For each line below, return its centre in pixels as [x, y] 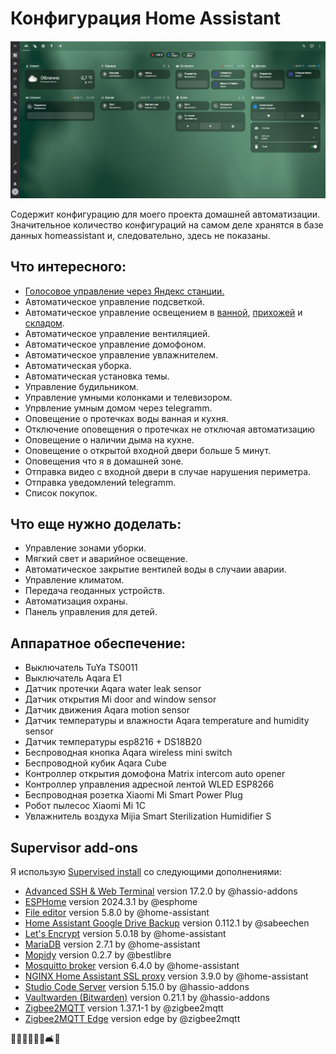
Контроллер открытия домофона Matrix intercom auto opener [155, 774]
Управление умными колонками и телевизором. [128, 397]
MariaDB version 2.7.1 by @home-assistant [112, 944]
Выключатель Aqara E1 [73, 678]
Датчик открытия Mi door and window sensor [120, 699]
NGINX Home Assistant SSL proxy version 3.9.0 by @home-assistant [166, 976]
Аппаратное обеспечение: [98, 643]
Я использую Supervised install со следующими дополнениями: [146, 871]
